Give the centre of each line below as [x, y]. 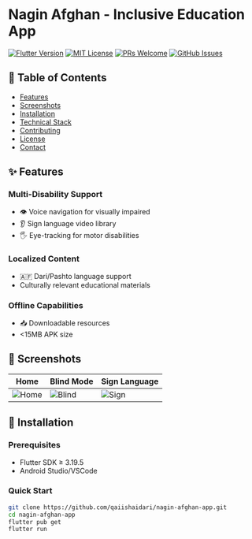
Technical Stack [46, 122]
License [32, 139]
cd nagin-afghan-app [42, 515]
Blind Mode [72, 381]
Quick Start [30, 491]
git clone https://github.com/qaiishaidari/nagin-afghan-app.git [117, 507]
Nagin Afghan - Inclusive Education [127, 15]
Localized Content [44, 259]
